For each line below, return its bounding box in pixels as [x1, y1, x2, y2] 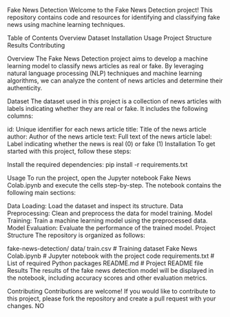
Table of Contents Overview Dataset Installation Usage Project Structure [7, 34, 212, 42]
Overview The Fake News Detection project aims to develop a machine [7, 54, 209, 63]
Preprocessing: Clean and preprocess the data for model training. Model [7, 209, 213, 217]
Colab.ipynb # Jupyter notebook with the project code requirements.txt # [7, 252, 215, 260]
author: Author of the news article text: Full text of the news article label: [7, 132, 212, 141]
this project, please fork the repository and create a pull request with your [7, 294, 216, 303]
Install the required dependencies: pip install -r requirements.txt [7, 161, 188, 168]
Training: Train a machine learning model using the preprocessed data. [7, 216, 208, 225]
